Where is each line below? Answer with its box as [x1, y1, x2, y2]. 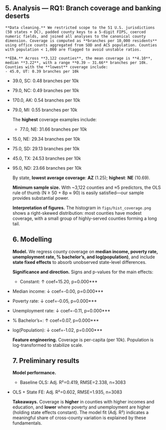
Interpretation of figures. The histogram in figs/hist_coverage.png [12, 205, 151, 211]
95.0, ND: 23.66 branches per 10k [12, 165, 82, 171]
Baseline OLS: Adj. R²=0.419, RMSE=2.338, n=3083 [19, 379, 126, 385]
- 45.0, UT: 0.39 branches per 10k [5, 69, 79, 74]
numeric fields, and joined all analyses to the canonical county [5, 34, 146, 39]
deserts [5, 12, 30, 21]
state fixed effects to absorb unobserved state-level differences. [12, 259, 147, 265]
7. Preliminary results [12, 356, 80, 365]
